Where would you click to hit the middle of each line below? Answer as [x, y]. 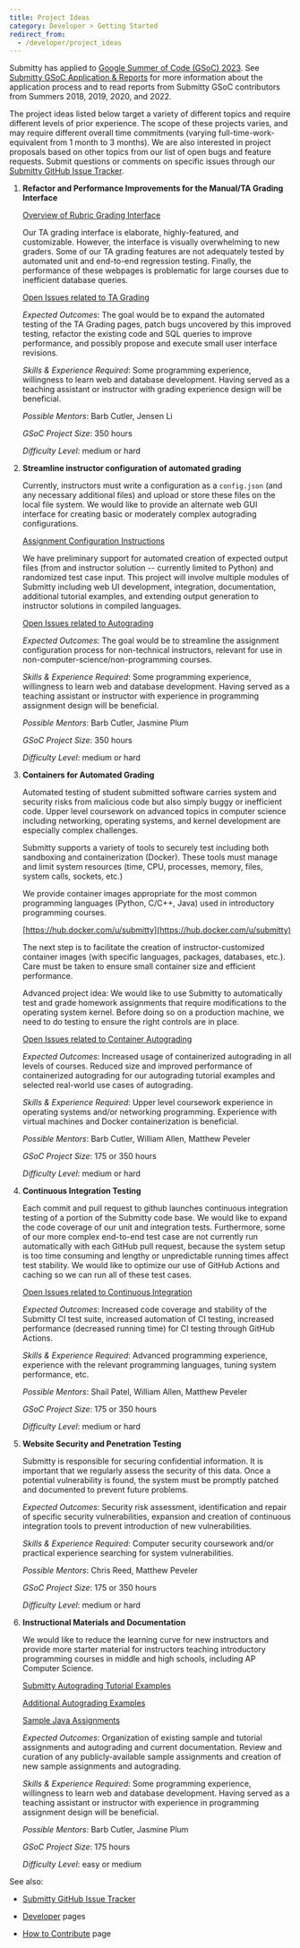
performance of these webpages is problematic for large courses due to [155, 270]
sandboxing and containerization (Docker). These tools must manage [150, 857]
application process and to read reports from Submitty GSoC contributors [145, 87]
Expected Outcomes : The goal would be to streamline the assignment [150, 640]
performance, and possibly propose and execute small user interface [150, 343]
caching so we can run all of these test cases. [107, 1275]
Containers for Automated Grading [88, 775]
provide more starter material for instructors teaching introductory [144, 1650]
